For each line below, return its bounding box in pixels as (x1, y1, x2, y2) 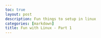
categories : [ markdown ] (5, 21, 54, 26)
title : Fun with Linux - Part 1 (5, 26, 72, 31)
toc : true (5, 7, 26, 12)
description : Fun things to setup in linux (5, 16, 97, 21)
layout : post (5, 12, 32, 17)
